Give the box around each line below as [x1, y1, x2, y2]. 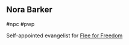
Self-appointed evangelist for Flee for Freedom [6, 32, 123, 39]
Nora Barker [6, 5, 53, 15]
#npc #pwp [6, 20, 35, 27]
